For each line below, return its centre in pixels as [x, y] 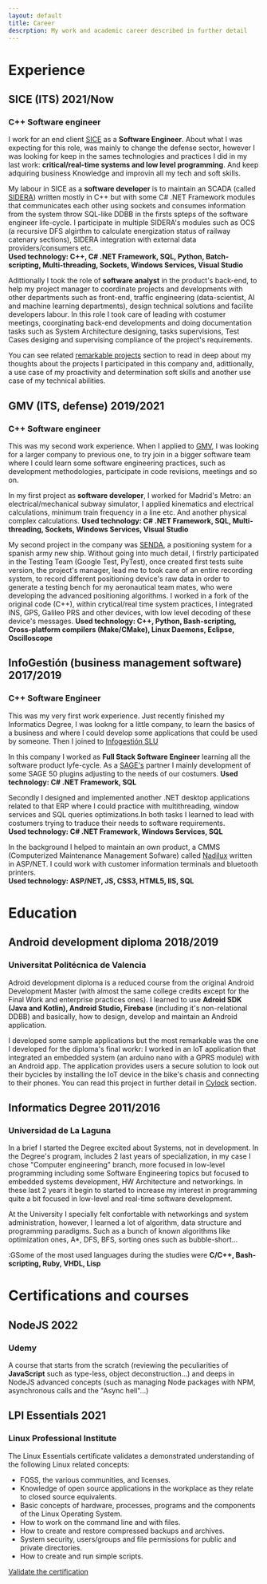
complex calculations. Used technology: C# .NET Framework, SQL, [120, 520]
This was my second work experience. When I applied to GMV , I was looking [133, 446]
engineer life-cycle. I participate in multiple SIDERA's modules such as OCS [132, 223]
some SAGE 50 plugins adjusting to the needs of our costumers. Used [123, 773]
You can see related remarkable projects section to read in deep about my [130, 355]
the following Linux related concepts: [69, 1464]
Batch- [218, 257]
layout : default [35, 16]
